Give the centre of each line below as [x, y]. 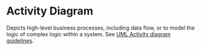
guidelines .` [21, 40]
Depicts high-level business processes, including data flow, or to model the [100, 28]
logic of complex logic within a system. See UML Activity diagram [89, 34]
